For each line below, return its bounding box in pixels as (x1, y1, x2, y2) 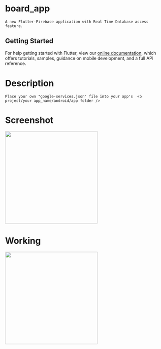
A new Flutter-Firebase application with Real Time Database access (5, 19, 149, 24)
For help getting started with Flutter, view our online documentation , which (5, 50, 157, 56)
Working (5, 235, 41, 246)
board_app (5, 3, 50, 14)
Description (5, 77, 54, 89)
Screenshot (5, 114, 54, 126)
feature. (5, 23, 23, 29)
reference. (5, 60, 26, 66)
